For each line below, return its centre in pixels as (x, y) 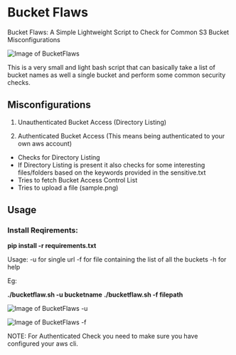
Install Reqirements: (43, 230)
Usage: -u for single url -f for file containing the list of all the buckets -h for (117, 259)
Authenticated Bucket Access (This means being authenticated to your (121, 135)
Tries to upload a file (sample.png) (68, 187)
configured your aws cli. (43, 344)
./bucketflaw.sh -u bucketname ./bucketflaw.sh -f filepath (95, 295)
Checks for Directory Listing (59, 157)
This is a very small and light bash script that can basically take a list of (111, 67)
